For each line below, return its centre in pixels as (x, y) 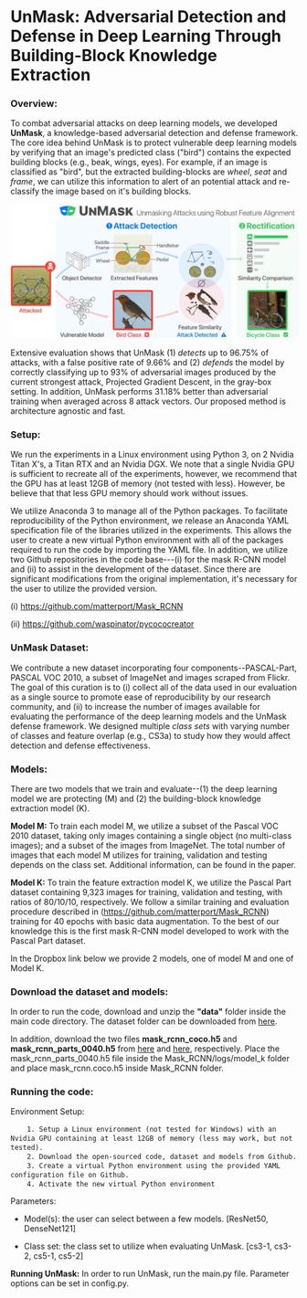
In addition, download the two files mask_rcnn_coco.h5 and (124, 1039)
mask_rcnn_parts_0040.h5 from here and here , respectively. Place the (145, 1049)
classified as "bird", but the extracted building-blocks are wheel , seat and (148, 172)
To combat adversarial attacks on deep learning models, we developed (144, 123)
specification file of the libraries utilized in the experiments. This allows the (151, 531)
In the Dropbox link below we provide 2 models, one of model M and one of (152, 958)
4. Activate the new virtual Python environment (121, 1185)
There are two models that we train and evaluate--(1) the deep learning (144, 788)
